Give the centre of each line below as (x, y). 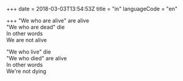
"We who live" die (29, 52)
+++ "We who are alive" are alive (48, 20)
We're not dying (27, 71)
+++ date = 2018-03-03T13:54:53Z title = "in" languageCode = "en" (92, 9)
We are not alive (27, 40)
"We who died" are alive (37, 58)
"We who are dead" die (36, 27)
